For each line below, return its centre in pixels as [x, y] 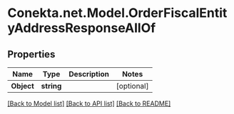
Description [89, 74]
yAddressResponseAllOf [82, 28]
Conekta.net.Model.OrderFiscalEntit [117, 13]
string [51, 86]
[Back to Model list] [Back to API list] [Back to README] [89, 103]
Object [22, 86]
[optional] [132, 86]
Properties [31, 54]
